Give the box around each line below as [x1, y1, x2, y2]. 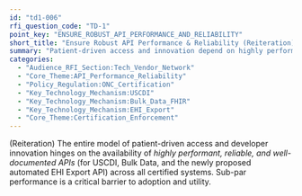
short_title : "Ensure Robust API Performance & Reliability [9, 38, 240, 48]
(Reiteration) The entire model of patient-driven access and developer [9, 138, 269, 149]
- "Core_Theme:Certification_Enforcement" [17, 113, 179, 122]
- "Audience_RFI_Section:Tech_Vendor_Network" [17, 64, 195, 73]
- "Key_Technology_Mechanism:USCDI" [17, 88, 155, 97]
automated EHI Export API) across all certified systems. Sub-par [9, 167, 247, 178]
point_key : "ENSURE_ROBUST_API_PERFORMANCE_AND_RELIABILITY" [9, 30, 244, 39]
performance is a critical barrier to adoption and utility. [9, 176, 211, 187]
